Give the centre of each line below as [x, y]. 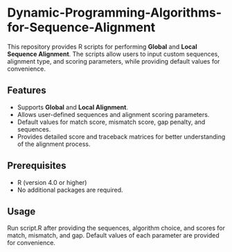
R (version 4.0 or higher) [52, 182]
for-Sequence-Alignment [81, 27]
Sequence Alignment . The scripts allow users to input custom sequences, [114, 54]
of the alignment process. [54, 144]
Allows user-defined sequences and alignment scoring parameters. [113, 114]
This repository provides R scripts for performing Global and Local [102, 46]
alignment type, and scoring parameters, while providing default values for [114, 61]
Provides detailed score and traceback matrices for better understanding [121, 136]
